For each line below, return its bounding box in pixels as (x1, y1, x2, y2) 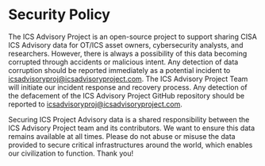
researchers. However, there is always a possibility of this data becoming (8, 48, 248, 58)
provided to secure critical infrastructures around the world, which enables (8, 140, 253, 149)
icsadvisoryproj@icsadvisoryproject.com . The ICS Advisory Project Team (8, 74, 248, 83)
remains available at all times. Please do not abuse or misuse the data (8, 131, 236, 141)
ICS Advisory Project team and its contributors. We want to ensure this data (8, 123, 255, 133)
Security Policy (8, 6, 111, 24)
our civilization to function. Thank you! (8, 149, 133, 158)
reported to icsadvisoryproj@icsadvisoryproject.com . (8, 99, 182, 109)
